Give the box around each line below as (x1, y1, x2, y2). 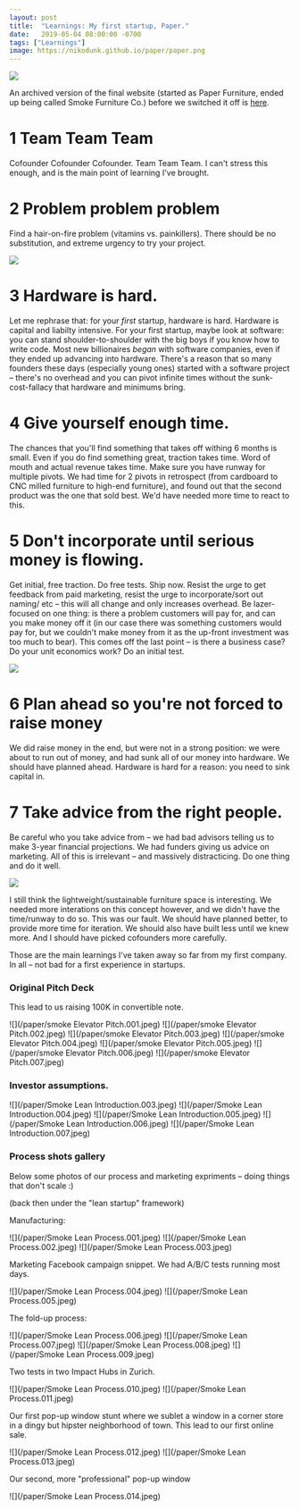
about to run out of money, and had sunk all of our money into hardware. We (9, 751, 290, 762)
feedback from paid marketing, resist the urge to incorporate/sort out (9, 589, 264, 600)
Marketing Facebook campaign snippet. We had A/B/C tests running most (9, 1259, 280, 1270)
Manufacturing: (9, 1214, 66, 1225)
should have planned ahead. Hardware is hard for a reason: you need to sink (9, 761, 290, 772)
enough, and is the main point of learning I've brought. (9, 167, 210, 179)
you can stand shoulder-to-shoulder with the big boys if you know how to (9, 334, 279, 345)
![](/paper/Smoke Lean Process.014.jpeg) (9, 1490, 161, 1501)
